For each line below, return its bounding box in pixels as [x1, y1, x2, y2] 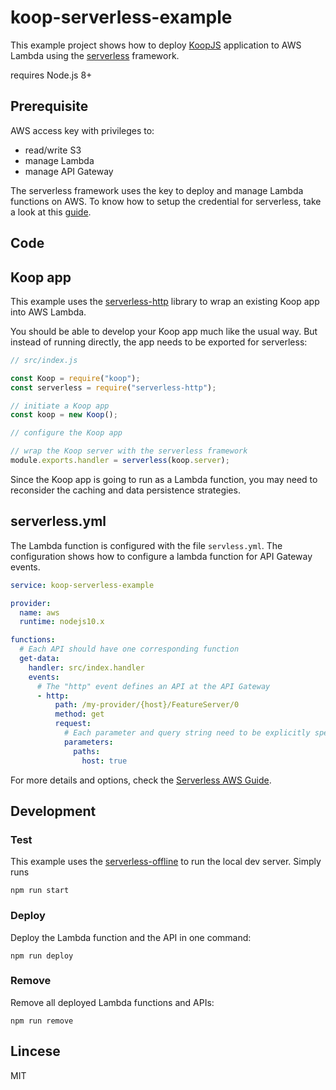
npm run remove [10, 1016, 74, 1026]
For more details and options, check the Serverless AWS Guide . [10, 774, 272, 786]
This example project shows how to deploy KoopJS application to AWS [10, 39, 302, 51]
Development [10, 802, 97, 820]
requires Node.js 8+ [10, 69, 93, 81]
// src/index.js [10, 355, 78, 365]
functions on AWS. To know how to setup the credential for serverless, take [10, 195, 322, 207]
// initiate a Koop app [10, 401, 110, 411]
